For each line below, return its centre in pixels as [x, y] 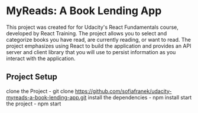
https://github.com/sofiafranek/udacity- [123, 91]
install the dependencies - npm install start [140, 97]
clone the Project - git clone [40, 91]
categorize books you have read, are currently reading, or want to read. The [98, 39]
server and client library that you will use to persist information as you [91, 52]
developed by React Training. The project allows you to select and [87, 33]
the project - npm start [34, 104]
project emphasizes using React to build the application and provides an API [99, 46]
